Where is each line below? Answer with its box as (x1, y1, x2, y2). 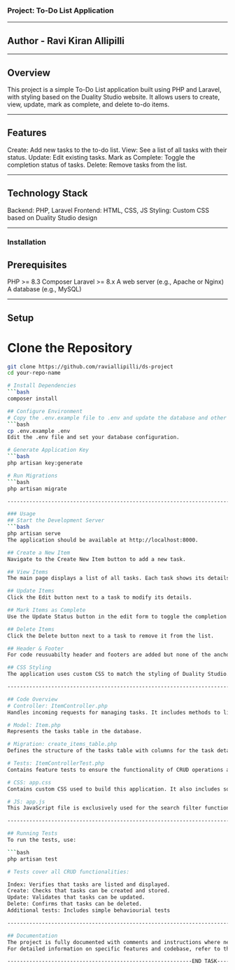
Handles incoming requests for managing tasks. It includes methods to (7, 709, 220, 716)
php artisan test (7, 855, 58, 863)
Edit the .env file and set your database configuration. (7, 434, 180, 441)
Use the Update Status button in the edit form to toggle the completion (7, 613, 227, 620)
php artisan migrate (7, 485, 68, 492)
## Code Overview (7, 695, 58, 702)
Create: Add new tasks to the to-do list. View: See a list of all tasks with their (7, 146, 227, 154)
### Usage (7, 511, 36, 518)
